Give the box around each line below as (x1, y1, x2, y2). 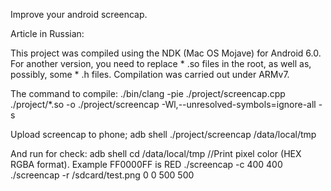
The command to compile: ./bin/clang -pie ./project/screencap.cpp (10, 88, 286, 99)
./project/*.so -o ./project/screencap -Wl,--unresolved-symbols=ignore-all (10, 99, 317, 110)
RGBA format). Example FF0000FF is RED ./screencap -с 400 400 (10, 159, 283, 170)
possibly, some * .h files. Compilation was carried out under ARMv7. (10, 69, 290, 80)
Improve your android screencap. (10, 9, 148, 20)
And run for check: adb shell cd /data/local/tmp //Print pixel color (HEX (10, 148, 302, 159)
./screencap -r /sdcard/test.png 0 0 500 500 (10, 169, 195, 181)
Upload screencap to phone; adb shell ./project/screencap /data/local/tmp (10, 129, 317, 140)
